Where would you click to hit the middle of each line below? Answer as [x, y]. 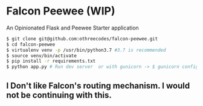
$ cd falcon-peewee [31, 44]
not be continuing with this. [59, 95]
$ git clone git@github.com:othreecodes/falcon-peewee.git [82, 39]
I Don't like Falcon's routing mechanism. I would [98, 86]
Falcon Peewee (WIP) [61, 11]
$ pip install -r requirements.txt [51, 61]
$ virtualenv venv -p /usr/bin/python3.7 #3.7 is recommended [86, 50]
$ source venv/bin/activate [42, 55]
